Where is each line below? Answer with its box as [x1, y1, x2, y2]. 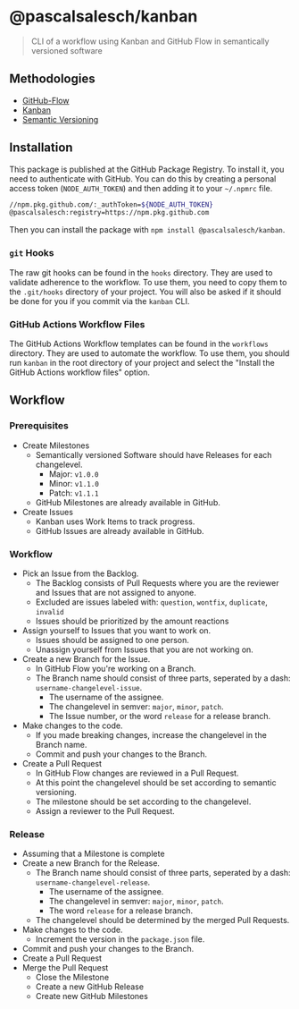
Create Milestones [21, 440, 90, 451]
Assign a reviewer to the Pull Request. [35, 805, 176, 816]
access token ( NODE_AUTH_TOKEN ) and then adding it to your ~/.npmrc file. [9, 182, 273, 193]
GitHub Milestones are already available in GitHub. [35, 496, 221, 507]
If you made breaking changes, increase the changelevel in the [35, 729, 268, 740]
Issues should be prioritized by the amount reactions [35, 615, 229, 626]
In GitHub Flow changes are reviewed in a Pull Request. [35, 767, 239, 778]
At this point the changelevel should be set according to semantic [35, 776, 277, 788]
